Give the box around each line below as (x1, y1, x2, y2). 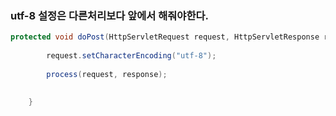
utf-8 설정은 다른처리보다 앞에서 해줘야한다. (10, 8, 209, 22)
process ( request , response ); (46, 69, 168, 79)
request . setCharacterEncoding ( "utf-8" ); (46, 51, 217, 61)
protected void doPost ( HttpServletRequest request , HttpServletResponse (10, 32, 320, 42)
